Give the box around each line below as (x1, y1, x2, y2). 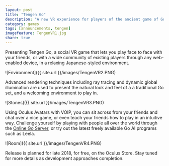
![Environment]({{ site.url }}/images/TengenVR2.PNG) (5, 69, 116, 75)
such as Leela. (5, 130, 35, 136)
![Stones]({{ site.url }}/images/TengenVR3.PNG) (5, 99, 104, 105)
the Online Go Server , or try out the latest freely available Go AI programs (5, 125, 157, 131)
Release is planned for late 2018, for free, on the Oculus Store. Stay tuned (5, 150, 157, 156)
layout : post (5, 7, 33, 13)
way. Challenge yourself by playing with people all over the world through (5, 120, 157, 126)
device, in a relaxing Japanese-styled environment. (23, 60, 130, 66)
